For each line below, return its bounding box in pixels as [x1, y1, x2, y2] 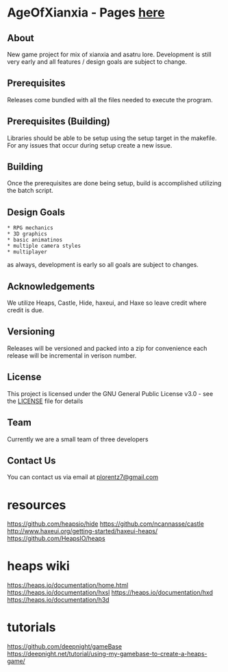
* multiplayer [7, 248, 48, 255]
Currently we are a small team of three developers [7, 435, 149, 443]
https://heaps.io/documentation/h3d [7, 596, 110, 604]
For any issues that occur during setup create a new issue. [7, 141, 173, 149]
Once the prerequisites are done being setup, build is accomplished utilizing [7, 179, 222, 187]
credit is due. [7, 306, 45, 314]
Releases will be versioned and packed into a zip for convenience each [7, 344, 207, 352]
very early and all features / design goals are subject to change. [7, 58, 187, 66]
